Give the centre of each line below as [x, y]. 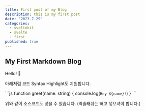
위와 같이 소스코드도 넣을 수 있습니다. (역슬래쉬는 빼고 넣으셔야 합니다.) [73, 103]
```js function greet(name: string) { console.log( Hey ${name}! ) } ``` [71, 93]
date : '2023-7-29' [24, 19]
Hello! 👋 [13, 73]
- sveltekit [22, 28]
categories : [17, 23]
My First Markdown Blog [43, 62]
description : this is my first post [43, 14]
